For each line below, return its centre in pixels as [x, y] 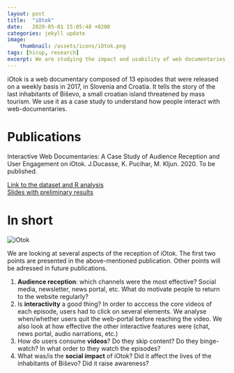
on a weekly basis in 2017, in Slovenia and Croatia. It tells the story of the [111, 86]
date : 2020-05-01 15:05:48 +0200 [59, 27]
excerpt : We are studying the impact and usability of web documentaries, [118, 59]
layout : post [26, 14]
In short [30, 220]
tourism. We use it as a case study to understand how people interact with [114, 101]
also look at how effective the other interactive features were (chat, [114, 326]
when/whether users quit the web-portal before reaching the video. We [120, 319]
